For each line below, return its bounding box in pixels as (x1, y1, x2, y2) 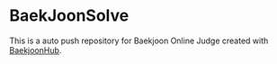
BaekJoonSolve (9, 5, 130, 26)
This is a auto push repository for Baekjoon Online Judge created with (9, 35, 269, 46)
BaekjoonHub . (9, 44, 62, 55)
